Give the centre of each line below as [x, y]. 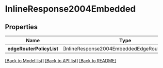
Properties [21, 27]
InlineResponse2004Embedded [70, 9]
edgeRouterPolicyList [33, 49]
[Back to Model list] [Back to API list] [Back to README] [61, 61]
